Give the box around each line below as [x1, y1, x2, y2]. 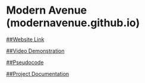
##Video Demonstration [6, 47, 65, 54]
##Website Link [6, 36, 45, 43]
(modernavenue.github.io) [6, 16, 140, 30]
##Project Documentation [6, 70, 70, 77]
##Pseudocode [6, 59, 44, 66]
